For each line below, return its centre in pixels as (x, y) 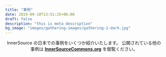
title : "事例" (19, 10)
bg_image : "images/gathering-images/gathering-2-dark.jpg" (68, 28)
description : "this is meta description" (49, 24)
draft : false (19, 19)
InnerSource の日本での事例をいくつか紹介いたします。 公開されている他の (84, 43)
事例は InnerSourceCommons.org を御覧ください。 (84, 49)
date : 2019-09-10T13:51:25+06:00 (40, 14)
